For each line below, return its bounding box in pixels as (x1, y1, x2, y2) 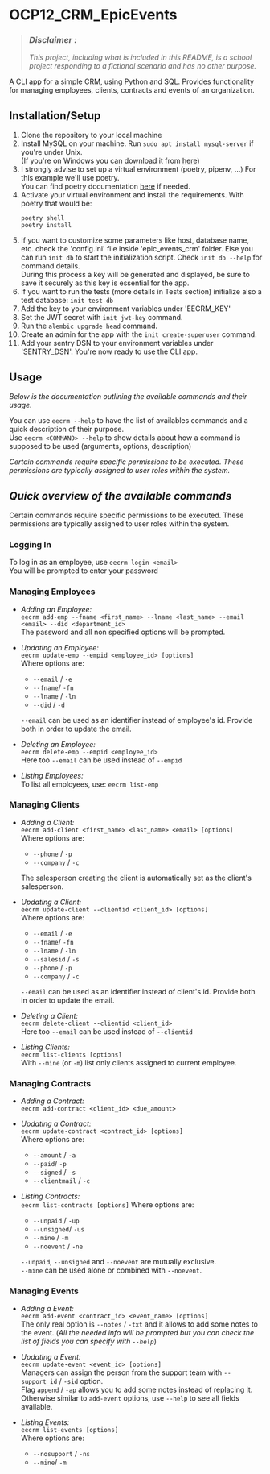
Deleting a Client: (20, 1011, 79, 1020)
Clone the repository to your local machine (20, 131, 162, 140)
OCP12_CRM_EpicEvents (9, 6, 178, 24)
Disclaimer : (28, 35, 77, 46)
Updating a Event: (20, 1352, 81, 1362)
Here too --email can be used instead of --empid (20, 755, 182, 765)
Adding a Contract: (20, 1096, 85, 1106)
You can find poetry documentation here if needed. (20, 181, 191, 191)
